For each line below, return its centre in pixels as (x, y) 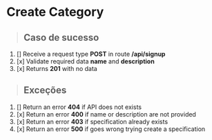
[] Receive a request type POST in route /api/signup (91, 54)
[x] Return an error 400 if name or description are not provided (106, 114)
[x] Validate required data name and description (85, 61)
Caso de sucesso (61, 38)
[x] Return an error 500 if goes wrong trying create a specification (111, 129)
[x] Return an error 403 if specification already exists (92, 121)
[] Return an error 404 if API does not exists (79, 107)
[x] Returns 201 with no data (57, 69)
